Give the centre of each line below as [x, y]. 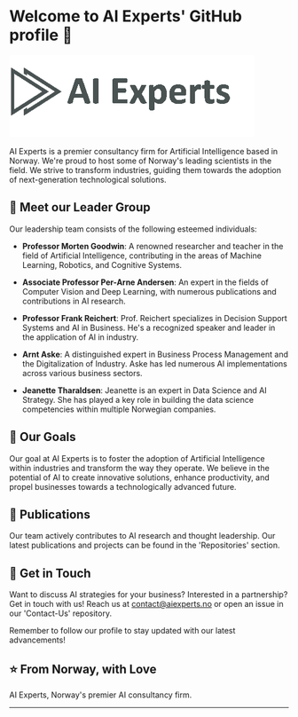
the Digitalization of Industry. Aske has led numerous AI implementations [155, 363]
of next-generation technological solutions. [88, 179]
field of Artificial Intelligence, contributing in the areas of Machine [141, 256]
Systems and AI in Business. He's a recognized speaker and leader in [149, 327]
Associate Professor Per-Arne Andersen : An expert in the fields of [145, 282]
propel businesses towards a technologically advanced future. [123, 486]
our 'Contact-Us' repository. [61, 613]
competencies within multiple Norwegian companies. [119, 409]
